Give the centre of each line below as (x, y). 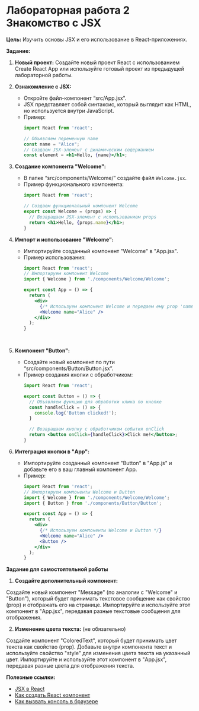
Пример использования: (54, 257)
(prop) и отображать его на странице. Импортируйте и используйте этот (98, 605)
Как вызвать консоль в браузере (57, 701)
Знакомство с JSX (54, 23)
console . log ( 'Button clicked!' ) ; (76, 413)
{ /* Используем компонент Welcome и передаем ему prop (108, 306)
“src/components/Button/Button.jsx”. (68, 368)
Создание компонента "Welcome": (60, 166)
